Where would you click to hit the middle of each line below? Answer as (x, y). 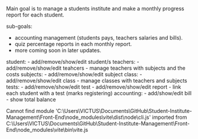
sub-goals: (19, 26)
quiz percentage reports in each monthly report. (73, 44)
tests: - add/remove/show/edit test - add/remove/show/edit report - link (94, 87)
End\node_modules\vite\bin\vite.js (47, 130)
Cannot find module (30, 111)
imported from (170, 117)
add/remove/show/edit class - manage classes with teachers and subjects (97, 80)
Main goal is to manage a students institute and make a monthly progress (95, 9)
